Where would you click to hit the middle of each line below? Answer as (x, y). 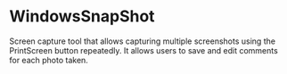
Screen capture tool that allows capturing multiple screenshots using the (143, 41)
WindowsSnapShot (82, 16)
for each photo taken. (49, 60)
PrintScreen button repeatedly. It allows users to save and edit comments (143, 50)
